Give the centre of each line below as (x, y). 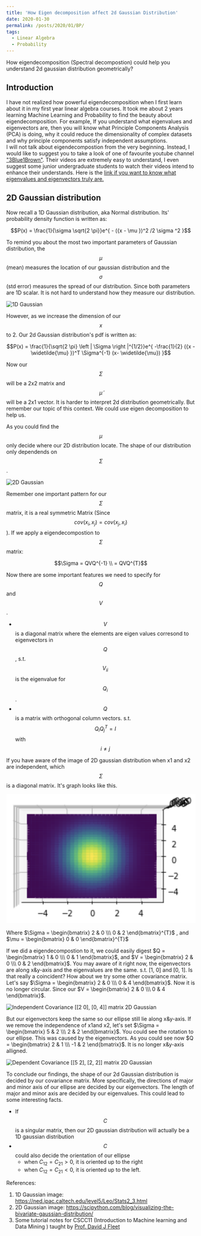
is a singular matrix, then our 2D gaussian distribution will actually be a (102, 1130)
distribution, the (26, 248)
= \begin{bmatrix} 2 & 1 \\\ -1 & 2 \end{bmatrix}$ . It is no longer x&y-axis (95, 1045)
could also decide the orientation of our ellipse (72, 1155)
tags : (13, 32)
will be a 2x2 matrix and (36, 383)
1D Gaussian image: (39, 1194)
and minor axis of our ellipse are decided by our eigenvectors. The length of (100, 1087)
